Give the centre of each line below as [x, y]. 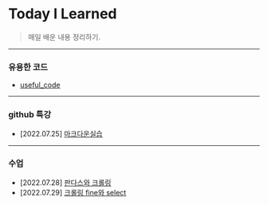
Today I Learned [63, 14]
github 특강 [30, 115]
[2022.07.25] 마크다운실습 [61, 133]
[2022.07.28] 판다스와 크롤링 [65, 182]
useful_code [40, 85]
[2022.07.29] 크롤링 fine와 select [73, 192]
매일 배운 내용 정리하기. [64, 37]
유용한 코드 [28, 67]
